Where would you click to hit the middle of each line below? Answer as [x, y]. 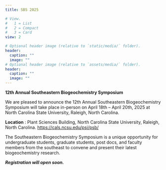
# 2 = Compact [22, 28]
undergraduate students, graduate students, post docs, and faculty [74, 142]
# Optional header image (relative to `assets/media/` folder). [73, 64]
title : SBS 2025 [22, 10]
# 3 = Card [19, 33]
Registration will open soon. [35, 162]
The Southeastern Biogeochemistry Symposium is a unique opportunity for [82, 137]
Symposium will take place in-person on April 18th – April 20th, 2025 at [78, 107]
